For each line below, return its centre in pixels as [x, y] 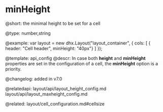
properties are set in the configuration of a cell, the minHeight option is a [82, 63]
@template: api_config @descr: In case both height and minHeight [75, 58]
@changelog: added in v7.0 [34, 79]
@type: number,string [28, 33]
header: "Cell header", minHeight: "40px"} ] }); [54, 48]
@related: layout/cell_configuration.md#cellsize [55, 104]
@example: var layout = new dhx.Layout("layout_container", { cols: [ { [78, 43]
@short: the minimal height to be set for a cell [53, 23]
